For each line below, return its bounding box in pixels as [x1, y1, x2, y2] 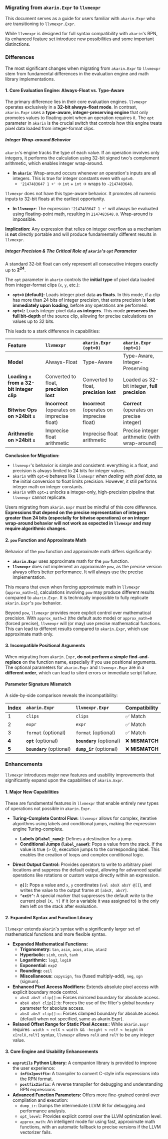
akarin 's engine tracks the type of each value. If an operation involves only [5, 149, 160, 155]
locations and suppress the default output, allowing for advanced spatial [12, 866, 161, 872]
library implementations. [5, 76, 55, 82]
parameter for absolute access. [19, 1005, 85, 1011]
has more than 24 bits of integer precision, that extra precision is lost [12, 297, 155, 303]
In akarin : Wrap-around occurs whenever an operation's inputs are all [12, 170, 156, 176]
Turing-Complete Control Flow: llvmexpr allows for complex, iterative [12, 815, 157, 821]
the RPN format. [19, 1076, 53, 1082]
